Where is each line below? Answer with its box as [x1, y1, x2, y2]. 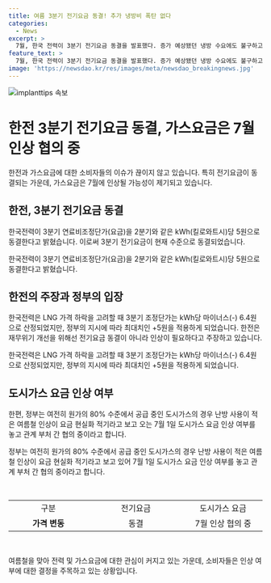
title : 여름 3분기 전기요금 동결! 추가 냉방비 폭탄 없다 [8, 11, 172, 20]
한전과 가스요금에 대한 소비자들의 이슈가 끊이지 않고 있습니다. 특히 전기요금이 [8, 167, 250, 177]
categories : [8, 19, 48, 27]
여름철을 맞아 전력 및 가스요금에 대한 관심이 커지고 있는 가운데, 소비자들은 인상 [8, 556, 254, 566]
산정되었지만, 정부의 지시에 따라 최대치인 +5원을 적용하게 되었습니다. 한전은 [23, 323, 261, 332]
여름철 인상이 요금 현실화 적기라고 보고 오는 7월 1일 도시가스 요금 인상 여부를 [16, 420, 256, 429]
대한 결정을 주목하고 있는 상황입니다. [23, 566, 138, 576]
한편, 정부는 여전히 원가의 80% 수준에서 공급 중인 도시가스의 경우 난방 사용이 [8, 409, 250, 419]
